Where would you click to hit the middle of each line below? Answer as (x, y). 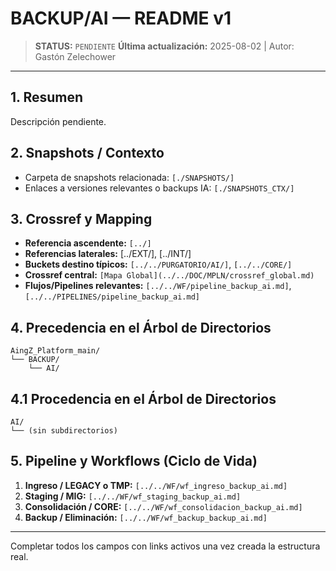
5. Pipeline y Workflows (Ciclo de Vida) (134, 461)
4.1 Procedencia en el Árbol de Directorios (143, 398)
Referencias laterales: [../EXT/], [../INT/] (108, 254)
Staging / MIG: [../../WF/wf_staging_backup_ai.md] (133, 496)
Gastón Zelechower (75, 56)
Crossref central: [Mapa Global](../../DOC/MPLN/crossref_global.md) (169, 275)
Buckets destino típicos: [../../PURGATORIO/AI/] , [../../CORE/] (158, 264)
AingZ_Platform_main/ (55, 351)
